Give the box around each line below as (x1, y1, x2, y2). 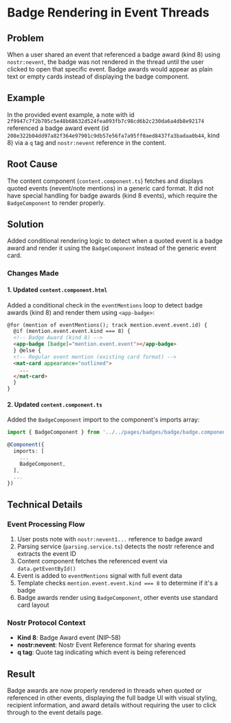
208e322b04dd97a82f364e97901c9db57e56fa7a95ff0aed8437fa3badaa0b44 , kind (7, 131, 220, 139)
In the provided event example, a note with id (7, 110, 135, 118)
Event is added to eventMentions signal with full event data (16, 572, 182, 580)
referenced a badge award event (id (7, 124, 109, 132)
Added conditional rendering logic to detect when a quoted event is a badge (7, 237, 223, 245)
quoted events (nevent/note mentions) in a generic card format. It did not (7, 184, 214, 192)
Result (7, 668, 36, 680)
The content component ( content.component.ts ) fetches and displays (7, 177, 203, 185)
